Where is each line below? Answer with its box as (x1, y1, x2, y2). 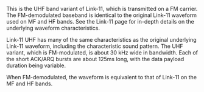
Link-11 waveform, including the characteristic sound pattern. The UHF (6, 42, 183, 50)
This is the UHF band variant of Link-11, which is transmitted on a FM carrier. (6, 5, 198, 12)
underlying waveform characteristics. (6, 24, 100, 31)
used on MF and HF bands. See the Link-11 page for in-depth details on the (6, 18, 195, 25)
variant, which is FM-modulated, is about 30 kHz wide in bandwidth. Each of (6, 49, 199, 56)
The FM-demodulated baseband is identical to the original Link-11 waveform (6, 11, 197, 19)
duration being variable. (6, 62, 66, 69)
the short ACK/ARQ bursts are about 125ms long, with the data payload (6, 56, 185, 62)
